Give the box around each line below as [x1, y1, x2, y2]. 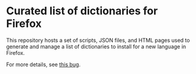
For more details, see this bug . [6, 61, 81, 68]
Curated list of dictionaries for [6, 4, 158, 18]
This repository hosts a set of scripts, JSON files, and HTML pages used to [6, 36, 190, 44]
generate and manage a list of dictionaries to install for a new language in [6, 43, 186, 50]
